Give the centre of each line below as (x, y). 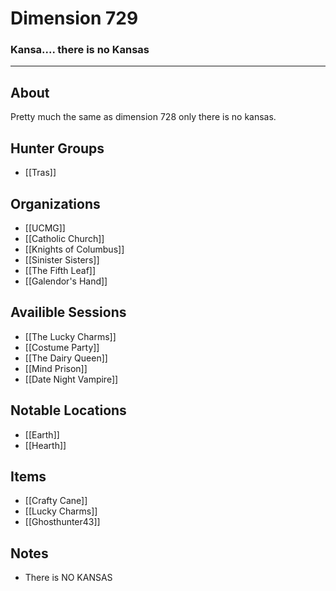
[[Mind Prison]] (56, 368)
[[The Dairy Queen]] (66, 358)
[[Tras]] (40, 173)
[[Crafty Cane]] (56, 501)
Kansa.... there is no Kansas (80, 50)
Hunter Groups (57, 148)
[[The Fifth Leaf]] (60, 270)
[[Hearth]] (45, 445)
